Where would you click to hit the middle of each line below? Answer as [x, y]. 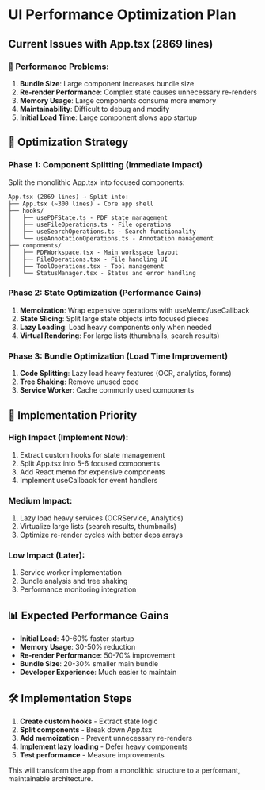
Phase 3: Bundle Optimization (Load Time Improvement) [118, 356]
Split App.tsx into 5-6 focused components [90, 463]
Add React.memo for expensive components [92, 472]
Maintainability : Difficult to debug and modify [95, 109]
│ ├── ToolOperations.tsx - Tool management [86, 266]
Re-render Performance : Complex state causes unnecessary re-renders [138, 92]
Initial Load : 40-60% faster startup [77, 639]
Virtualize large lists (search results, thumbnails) [98, 527]
